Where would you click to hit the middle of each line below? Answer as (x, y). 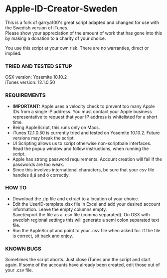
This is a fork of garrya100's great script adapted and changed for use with (82, 22)
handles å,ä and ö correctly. (41, 175)
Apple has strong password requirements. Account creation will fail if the (87, 159)
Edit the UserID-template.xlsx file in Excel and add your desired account (86, 204)
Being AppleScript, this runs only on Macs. (56, 127)
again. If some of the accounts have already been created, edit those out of (83, 265)
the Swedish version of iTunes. (37, 27)
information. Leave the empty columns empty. (60, 209)
